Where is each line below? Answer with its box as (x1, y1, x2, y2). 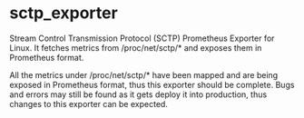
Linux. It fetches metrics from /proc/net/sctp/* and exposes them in (9, 42, 262, 53)
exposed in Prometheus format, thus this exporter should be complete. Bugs (9, 79, 295, 90)
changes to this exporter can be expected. (9, 98, 168, 109)
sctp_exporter (9, 3, 118, 24)
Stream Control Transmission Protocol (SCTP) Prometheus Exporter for (9, 33, 275, 44)
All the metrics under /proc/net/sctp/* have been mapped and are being (9, 69, 279, 80)
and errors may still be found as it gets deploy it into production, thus (9, 89, 268, 100)
